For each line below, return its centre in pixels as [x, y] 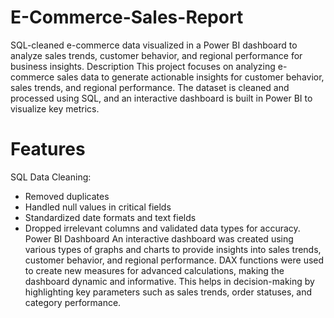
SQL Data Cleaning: [51, 177]
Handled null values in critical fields [98, 207]
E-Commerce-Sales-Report [127, 17]
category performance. [73, 302]
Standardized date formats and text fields [110, 217]
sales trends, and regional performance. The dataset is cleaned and [150, 87]
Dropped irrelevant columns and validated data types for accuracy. [162, 228]
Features [48, 149]
